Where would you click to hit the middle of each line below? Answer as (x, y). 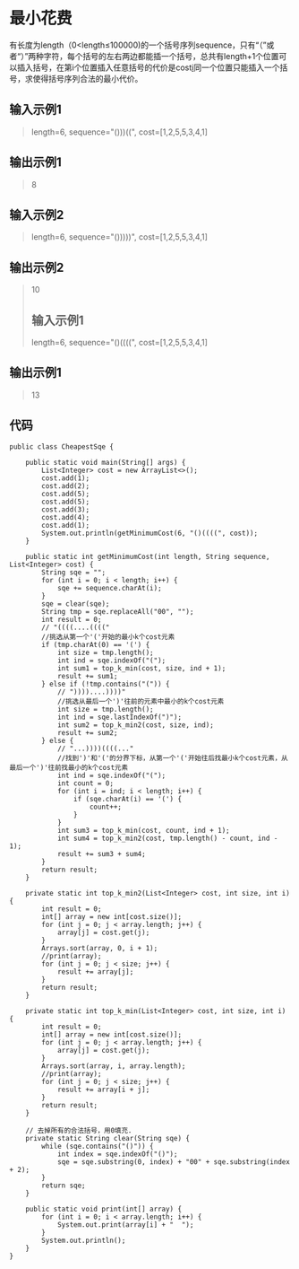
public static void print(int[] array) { (103, 1209)
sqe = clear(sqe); (76, 604)
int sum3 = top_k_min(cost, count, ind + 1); (143, 830)
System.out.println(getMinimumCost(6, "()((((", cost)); (149, 533)
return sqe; (64, 1186)
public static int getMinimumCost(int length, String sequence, (148, 556)
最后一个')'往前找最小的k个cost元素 (68, 767)
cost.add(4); (66, 517)
